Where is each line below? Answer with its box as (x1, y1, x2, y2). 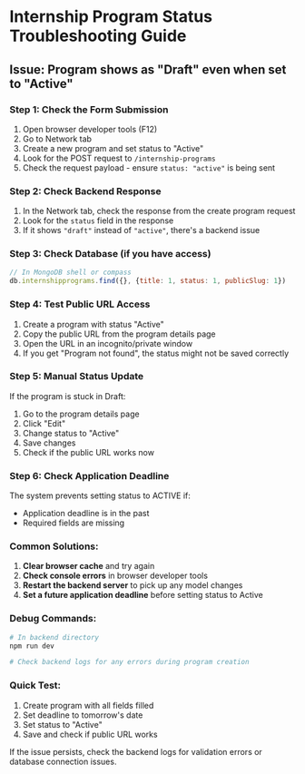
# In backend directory (9, 632, 100, 642)
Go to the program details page (22, 408, 140, 419)
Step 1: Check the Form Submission (9, 103, 170, 115)
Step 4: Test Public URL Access (9, 298, 151, 310)
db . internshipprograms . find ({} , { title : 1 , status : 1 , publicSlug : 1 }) (9, 277, 287, 286)
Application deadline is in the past (22, 508, 150, 519)
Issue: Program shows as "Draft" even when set (9, 62, 287, 77)
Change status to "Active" (22, 427, 120, 438)
